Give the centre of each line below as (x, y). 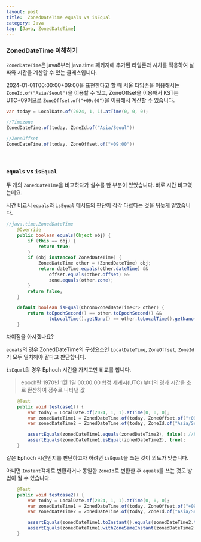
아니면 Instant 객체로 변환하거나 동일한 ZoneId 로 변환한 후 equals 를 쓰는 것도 (96, 470)
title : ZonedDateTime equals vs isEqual (59, 17)
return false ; (45, 291)
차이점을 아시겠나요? (30, 336)
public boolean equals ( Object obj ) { (64, 235)
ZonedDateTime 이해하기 (42, 50)
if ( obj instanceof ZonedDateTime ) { (74, 258)
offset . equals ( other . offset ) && (89, 275)
